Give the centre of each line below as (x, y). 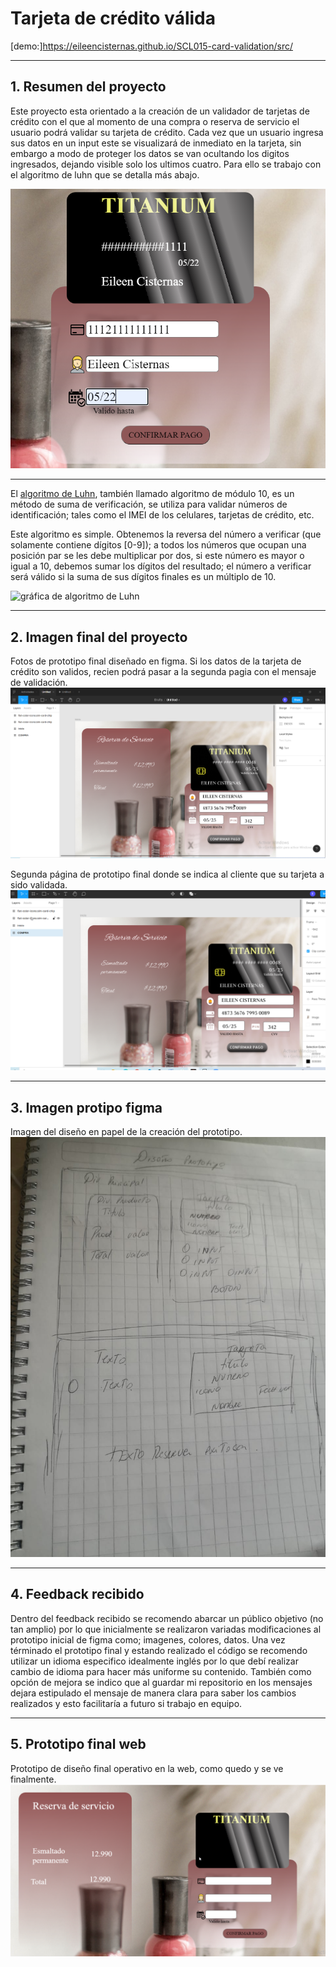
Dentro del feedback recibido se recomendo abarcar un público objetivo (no (167, 1618)
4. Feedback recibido (77, 1594)
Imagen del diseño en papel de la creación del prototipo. (126, 1131)
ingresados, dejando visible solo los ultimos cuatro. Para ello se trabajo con (166, 164)
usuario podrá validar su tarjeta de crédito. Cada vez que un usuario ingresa (167, 132)
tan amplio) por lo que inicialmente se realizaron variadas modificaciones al (166, 1629)
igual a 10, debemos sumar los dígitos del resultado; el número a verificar (161, 566)
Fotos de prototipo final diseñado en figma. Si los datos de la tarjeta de (156, 661)
